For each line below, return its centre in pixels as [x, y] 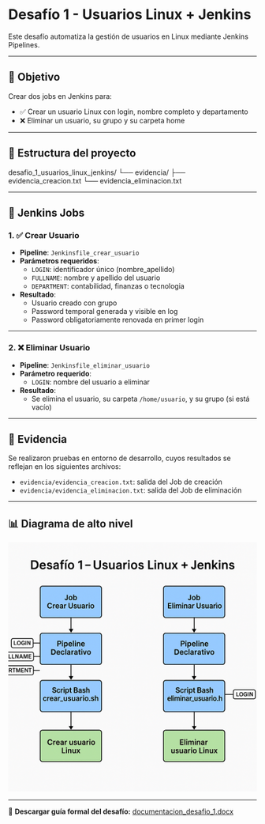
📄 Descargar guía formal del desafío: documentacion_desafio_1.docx [121, 811]
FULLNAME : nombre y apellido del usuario [96, 278]
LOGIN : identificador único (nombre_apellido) [103, 270]
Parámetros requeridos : [60, 261]
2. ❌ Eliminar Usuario [49, 348]
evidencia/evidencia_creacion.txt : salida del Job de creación [121, 482]
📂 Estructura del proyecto [72, 153]
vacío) [41, 407]
